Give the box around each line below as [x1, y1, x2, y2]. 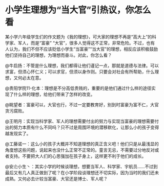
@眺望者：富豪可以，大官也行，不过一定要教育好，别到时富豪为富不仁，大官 [5, 101, 159, 108]
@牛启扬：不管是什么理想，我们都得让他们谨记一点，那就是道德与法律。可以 [5, 62, 159, 69]
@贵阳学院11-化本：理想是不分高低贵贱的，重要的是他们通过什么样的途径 [5, 85, 152, 91]
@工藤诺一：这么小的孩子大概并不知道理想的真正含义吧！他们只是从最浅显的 [5, 140, 159, 147]
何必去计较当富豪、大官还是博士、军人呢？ [21, 176, 108, 182]
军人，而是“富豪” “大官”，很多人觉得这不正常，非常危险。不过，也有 [18, 40, 155, 46]
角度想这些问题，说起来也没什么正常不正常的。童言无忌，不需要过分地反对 [5, 147, 155, 153]
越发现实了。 [5, 130, 31, 136]
